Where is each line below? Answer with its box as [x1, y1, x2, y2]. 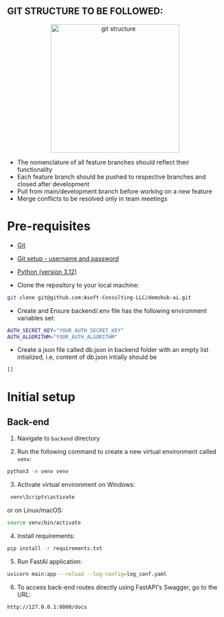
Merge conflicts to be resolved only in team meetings [16, 194, 168, 203]
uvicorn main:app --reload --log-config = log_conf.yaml [7, 570, 167, 577]
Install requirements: [16, 532, 75, 540]
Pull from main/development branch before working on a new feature [16, 187, 212, 195]
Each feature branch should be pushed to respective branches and [16, 173, 206, 181]
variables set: [16, 314, 55, 322]
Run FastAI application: [16, 557, 82, 566]
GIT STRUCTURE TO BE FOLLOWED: [7, 5, 164, 17]
